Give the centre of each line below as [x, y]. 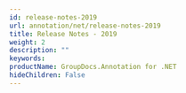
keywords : [28, 58]
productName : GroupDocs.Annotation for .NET [93, 67]
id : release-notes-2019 [53, 17]
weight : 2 [28, 42]
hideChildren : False [48, 75]
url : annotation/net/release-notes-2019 [85, 26]
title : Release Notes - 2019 [63, 34]
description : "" [39, 50]
